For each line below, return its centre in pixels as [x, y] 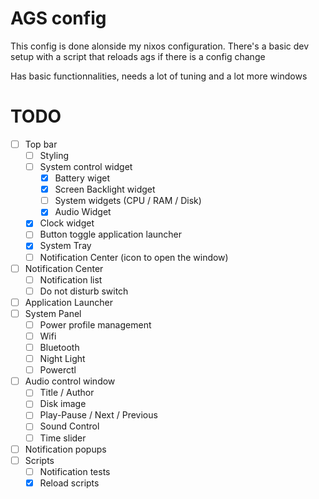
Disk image [63, 404]
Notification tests [75, 471]
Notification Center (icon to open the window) [134, 257]
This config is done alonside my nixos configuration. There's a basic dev [160, 46]
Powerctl [58, 370]
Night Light [62, 359]
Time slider [63, 438]
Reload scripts [69, 483]
